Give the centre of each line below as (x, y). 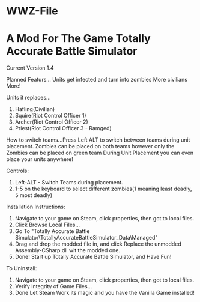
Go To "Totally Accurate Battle (52, 231)
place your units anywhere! (40, 159)
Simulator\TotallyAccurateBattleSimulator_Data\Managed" (86, 238)
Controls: (17, 171)
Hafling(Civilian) (35, 109)
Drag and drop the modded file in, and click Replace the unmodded (98, 244)
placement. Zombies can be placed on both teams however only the (90, 146)
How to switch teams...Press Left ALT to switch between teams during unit (98, 140)
